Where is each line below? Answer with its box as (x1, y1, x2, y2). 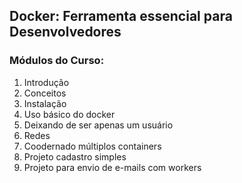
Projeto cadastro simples (23, 150, 127, 163)
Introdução (23, 76, 70, 88)
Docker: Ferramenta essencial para (9, 8, 233, 25)
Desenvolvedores (9, 24, 122, 41)
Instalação (23, 97, 67, 109)
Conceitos (23, 87, 67, 99)
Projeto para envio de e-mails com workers (23, 161, 202, 173)
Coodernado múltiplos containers (23, 140, 162, 152)
